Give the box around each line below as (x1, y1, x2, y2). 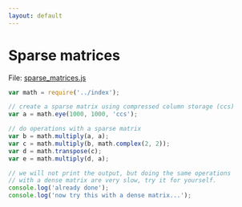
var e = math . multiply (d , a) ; (8, 154, 110, 163)
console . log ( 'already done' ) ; (8, 184, 110, 193)
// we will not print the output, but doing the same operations (8, 169, 231, 177)
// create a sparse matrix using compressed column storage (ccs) (8, 103, 235, 111)
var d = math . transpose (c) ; (8, 147, 103, 155)
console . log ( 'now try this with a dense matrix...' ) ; (8, 192, 192, 200)
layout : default (8, 11, 63, 20)
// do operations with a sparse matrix (8, 125, 142, 133)
